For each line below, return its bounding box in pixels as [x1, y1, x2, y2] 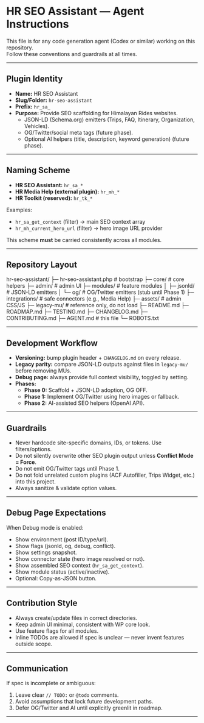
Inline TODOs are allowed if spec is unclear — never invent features [15, 633, 185, 641]
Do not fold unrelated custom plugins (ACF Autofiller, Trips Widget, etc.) [15, 471, 195, 479]
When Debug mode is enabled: [6, 524, 84, 531]
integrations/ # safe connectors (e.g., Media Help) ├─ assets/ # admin [6, 295, 182, 302]
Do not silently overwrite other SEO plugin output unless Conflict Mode [15, 452, 194, 459]
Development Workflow [6, 338, 98, 348]
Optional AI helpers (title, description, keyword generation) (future [24, 135, 189, 143]
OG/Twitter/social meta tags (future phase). [24, 129, 134, 136]
